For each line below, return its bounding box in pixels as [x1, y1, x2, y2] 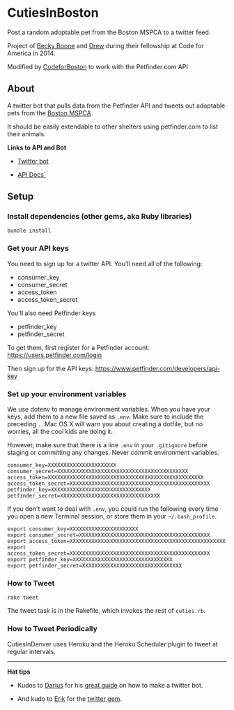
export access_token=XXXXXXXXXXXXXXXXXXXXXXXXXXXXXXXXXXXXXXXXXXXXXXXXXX [7, 538, 226, 545]
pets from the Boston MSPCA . [7, 108, 93, 117]
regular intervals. [7, 647, 56, 655]
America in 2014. [7, 49, 56, 57]
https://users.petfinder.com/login [7, 351, 102, 359]
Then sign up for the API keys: [7, 364, 94, 372]
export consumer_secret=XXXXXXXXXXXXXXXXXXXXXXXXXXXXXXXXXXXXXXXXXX [7, 532, 210, 539]
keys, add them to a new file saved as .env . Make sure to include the [7, 412, 204, 421]
